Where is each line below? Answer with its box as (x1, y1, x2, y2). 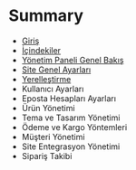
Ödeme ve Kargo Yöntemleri (21, 121, 128, 132)
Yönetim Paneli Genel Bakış (21, 54, 124, 65)
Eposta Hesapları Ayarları (21, 92, 117, 104)
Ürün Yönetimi (21, 102, 75, 113)
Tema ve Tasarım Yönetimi (21, 112, 121, 123)
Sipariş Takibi (21, 150, 73, 161)
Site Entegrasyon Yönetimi (21, 141, 121, 152)
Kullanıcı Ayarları (21, 83, 84, 94)
